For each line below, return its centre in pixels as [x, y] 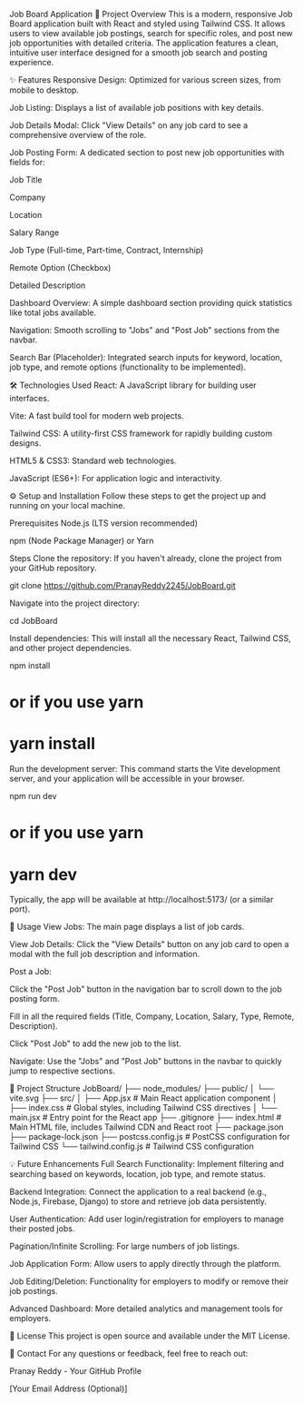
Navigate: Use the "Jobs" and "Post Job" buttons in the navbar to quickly [146, 1062]
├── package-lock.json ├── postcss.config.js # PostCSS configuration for [150, 1137]
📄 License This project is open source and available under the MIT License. [150, 1336]
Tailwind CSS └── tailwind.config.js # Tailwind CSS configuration [132, 1146]
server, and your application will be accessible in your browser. [127, 779]
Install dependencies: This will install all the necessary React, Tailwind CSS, [151, 638]
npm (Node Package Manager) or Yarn [82, 541]
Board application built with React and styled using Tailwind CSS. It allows [147, 24]
